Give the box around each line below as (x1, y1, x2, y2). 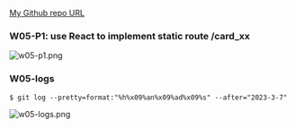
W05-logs (9, 73, 55, 85)
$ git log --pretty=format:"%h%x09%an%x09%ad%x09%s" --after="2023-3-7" (9, 93, 288, 102)
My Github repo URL (9, 8, 85, 18)
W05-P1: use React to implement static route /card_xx (9, 30, 250, 42)
